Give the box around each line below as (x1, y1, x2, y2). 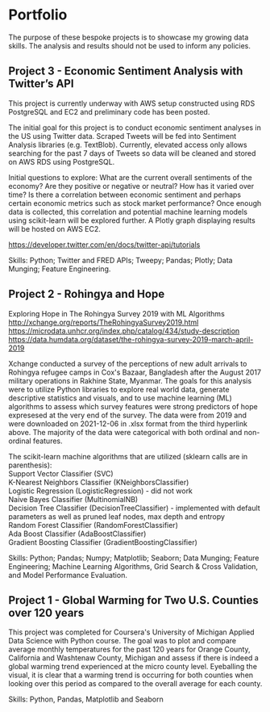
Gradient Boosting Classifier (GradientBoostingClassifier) (8, 537, 197, 547)
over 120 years (8, 605, 85, 619)
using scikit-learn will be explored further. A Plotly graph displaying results (8, 216, 255, 225)
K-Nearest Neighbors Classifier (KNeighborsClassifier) (8, 477, 189, 487)
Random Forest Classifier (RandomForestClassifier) (8, 520, 179, 530)
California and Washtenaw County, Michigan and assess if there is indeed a (8, 653, 260, 663)
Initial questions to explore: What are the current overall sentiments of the (8, 172, 252, 182)
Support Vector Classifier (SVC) (8, 468, 114, 478)
